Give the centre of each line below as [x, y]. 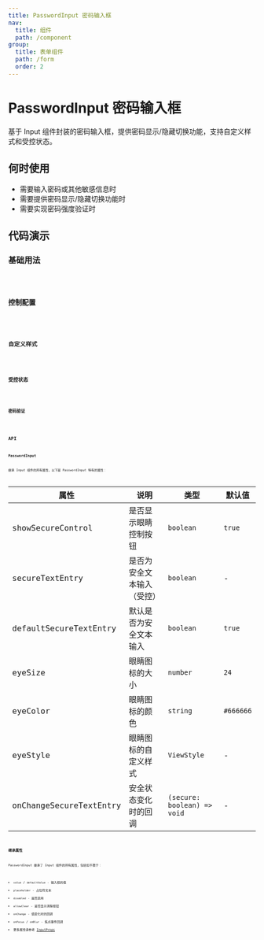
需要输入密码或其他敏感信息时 [68, 189]
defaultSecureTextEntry [64, 628]
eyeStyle [31, 755]
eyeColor [31, 711]
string [180, 711]
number [180, 673]
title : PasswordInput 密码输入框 [60, 15]
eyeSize [29, 672]
